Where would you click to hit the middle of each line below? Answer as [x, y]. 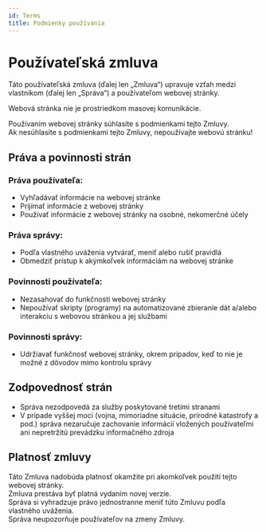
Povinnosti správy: [45, 337]
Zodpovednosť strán [61, 388]
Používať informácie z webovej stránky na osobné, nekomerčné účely [134, 215]
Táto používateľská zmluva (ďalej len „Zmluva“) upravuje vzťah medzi [122, 85]
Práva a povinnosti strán [70, 158]
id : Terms [25, 16]
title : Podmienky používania [57, 23]
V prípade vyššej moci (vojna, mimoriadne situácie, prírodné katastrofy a [139, 415]
